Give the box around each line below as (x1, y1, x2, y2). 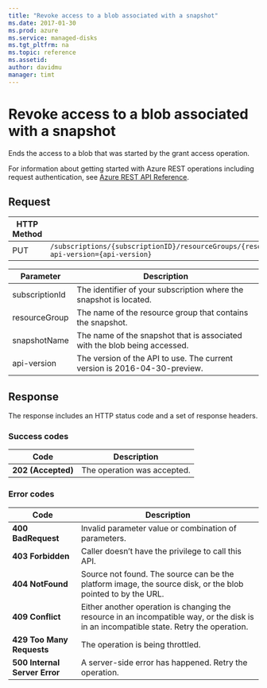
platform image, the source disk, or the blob (80, 578, 244, 589)
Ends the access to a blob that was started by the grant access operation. (8, 148, 250, 157)
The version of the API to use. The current (76, 353, 233, 364)
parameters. (80, 532, 126, 543)
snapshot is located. (76, 294, 153, 305)
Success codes (8, 431, 69, 442)
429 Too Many (12, 634, 69, 645)
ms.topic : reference (8, 49, 77, 56)
